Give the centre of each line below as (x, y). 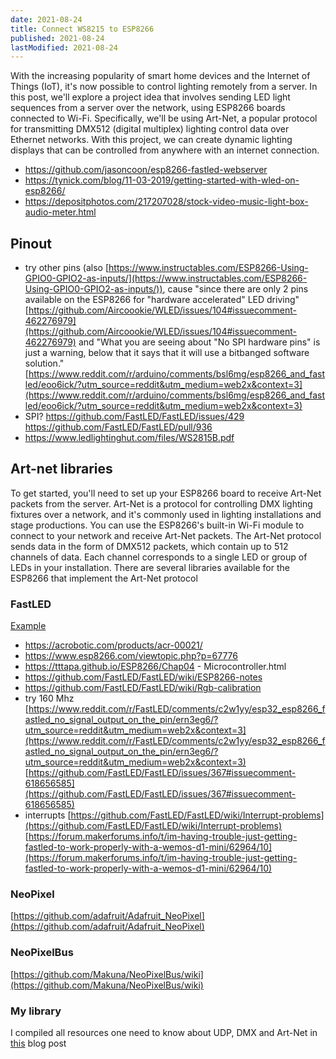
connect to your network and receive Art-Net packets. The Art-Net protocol (166, 535)
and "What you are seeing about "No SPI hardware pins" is (199, 342)
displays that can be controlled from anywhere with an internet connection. (165, 150)
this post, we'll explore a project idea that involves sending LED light (150, 97)
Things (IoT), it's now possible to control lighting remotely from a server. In (164, 87)
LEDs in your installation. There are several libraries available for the (150, 567)
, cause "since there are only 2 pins (235, 289)
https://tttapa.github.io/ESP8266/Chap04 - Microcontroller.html (155, 667)
